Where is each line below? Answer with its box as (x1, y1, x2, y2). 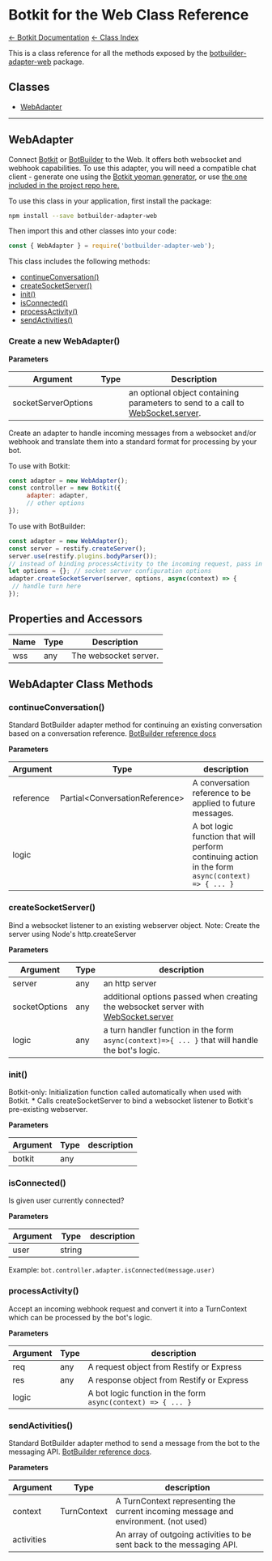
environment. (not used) (115, 1516, 208, 1527)
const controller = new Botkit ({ (8, 484, 121, 492)
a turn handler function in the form (103, 1024, 234, 1035)
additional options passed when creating (103, 990, 258, 1002)
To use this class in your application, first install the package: (8, 196, 212, 206)
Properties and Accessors (8, 612, 143, 626)
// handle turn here (11, 582, 82, 591)
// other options (26, 499, 85, 507)
